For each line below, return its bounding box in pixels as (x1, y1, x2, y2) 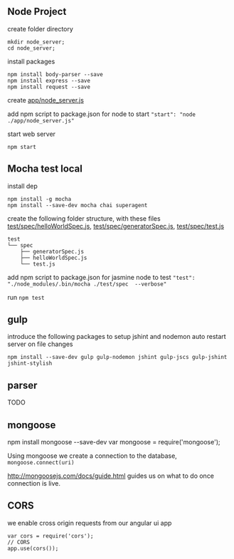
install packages (7, 57, 55, 66)
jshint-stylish (7, 360, 53, 367)
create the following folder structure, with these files (7, 214, 161, 223)
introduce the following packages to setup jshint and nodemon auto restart (7, 333, 226, 341)
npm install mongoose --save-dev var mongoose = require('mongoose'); (7, 438, 220, 446)
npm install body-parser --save (7, 70, 103, 78)
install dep (7, 182, 38, 190)
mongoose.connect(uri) (7, 459, 75, 466)
